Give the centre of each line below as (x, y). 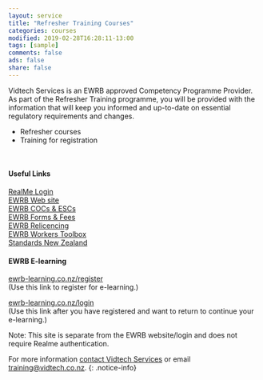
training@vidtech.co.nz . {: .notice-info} (73, 368)
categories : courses (43, 30)
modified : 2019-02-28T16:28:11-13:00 (71, 38)
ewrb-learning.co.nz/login (51, 303)
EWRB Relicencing (39, 226)
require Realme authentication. (59, 344)
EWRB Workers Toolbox (47, 234)
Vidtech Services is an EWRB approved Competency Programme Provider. (131, 90)
